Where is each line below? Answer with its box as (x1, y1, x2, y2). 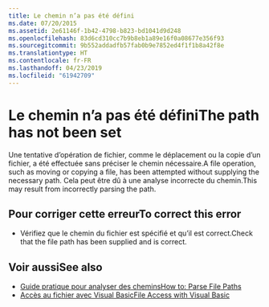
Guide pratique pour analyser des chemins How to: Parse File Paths (19, 282, 243, 292)
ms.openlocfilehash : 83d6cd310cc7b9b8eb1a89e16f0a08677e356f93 (8, 34, 225, 43)
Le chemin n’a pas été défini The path (8, 106, 259, 125)
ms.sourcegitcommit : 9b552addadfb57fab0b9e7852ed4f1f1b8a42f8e (8, 42, 225, 50)
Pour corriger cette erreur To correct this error (8, 207, 242, 221)
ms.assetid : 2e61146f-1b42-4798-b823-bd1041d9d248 (8, 27, 181, 35)
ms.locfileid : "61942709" (8, 72, 95, 80)
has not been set (8, 123, 122, 141)
